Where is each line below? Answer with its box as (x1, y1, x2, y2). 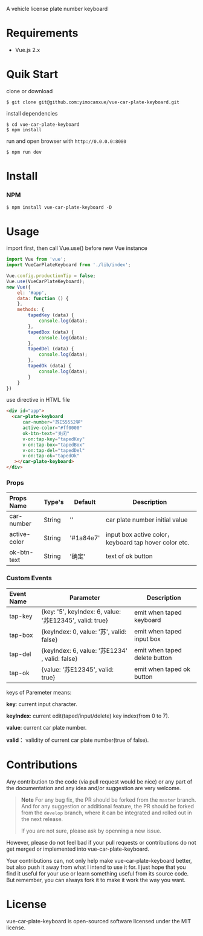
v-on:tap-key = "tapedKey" (22, 436, 85, 442)
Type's (43, 498, 65, 506)
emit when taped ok (134, 665, 190, 673)
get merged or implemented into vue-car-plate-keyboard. (6, 845, 150, 853)
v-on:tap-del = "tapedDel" (22, 447, 85, 453)
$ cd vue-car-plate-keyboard (6, 121, 80, 128)
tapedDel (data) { (28, 346, 74, 352)
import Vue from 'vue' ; (6, 257, 66, 263)
